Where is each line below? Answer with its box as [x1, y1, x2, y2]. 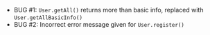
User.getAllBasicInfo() [13, 14, 83, 21]
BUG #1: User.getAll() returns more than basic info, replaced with [13, 6, 204, 14]
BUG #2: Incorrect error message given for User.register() [13, 21, 185, 28]
